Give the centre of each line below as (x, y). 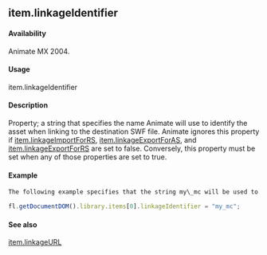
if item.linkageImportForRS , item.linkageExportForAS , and (102, 140)
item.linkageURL (35, 242)
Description (28, 105)
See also (23, 224)
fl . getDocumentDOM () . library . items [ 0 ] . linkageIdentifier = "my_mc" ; (124, 206)
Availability (27, 33)
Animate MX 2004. (39, 51)
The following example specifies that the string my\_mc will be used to (133, 192)
